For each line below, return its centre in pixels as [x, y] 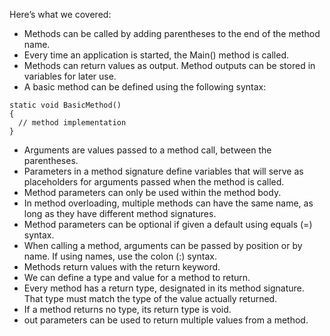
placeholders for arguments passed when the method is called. [154, 182]
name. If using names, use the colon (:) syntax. [120, 256]
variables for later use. [70, 76]
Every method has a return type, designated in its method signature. [164, 288]
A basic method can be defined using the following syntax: [145, 87]
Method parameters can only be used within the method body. [152, 192]
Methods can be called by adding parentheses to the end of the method [172, 33]
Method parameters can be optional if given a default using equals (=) [168, 224]
